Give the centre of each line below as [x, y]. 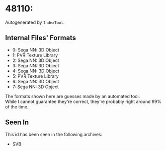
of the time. [17, 106]
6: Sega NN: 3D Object [36, 81]
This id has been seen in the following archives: [54, 134]
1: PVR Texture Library [35, 55]
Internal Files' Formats [41, 38]
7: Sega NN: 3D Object [35, 87]
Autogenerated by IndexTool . [35, 22]
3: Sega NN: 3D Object [36, 65]
